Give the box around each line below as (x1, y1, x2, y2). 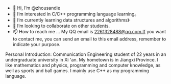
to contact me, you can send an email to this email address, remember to (12, 36, 166, 42)
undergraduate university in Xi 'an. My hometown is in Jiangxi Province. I (5, 57, 159, 62)
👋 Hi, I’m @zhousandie (12, 5, 60, 11)
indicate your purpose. (12, 41, 61, 47)
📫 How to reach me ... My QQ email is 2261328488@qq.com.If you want (12, 29, 166, 34)
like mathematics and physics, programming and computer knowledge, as (5, 62, 161, 68)
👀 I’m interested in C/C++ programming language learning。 (12, 11, 139, 17)
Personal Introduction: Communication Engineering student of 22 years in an (5, 51, 166, 57)
